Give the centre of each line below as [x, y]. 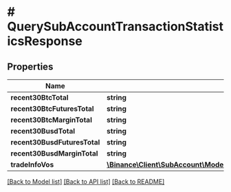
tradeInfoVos [32, 164]
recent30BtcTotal [40, 97]
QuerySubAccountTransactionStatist [115, 26]
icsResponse [45, 41]
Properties [30, 66]
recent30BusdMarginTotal [54, 153]
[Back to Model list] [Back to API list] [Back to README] [86, 182]
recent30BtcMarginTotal [52, 120]
